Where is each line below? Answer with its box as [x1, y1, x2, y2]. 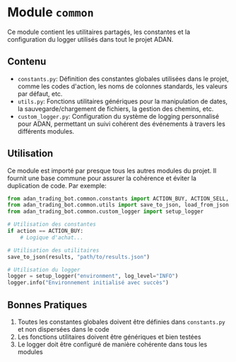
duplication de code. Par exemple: [7, 181, 107, 189]
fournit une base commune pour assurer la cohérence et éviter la [7, 174, 196, 182]
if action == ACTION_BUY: [7, 228, 83, 235]
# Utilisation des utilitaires [7, 247, 100, 254]
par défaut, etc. [17, 89, 63, 98]
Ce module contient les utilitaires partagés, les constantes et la [7, 28, 191, 36]
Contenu [7, 56, 47, 68]
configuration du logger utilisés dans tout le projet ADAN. [7, 35, 174, 43]
